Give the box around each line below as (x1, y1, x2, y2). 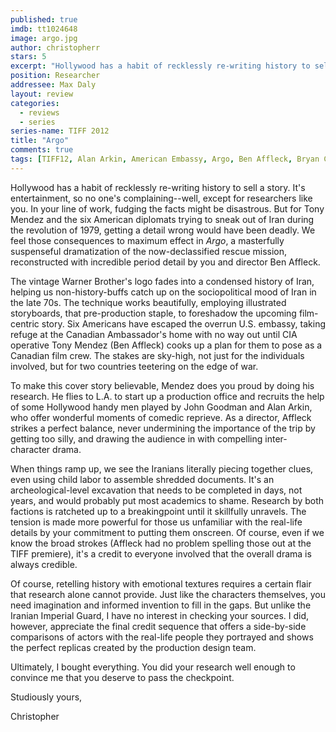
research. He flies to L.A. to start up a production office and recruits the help (10, 390, 325, 402)
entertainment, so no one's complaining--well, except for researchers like (10, 192, 313, 204)
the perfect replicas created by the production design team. (10, 641, 257, 653)
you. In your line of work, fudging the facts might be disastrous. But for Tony (10, 202, 325, 215)
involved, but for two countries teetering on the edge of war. (10, 360, 259, 372)
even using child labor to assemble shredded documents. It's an (10, 473, 275, 485)
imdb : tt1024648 (10, 24, 78, 34)
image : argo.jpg (10, 33, 78, 43)
